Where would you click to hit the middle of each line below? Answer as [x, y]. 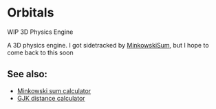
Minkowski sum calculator [54, 90]
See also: [28, 74]
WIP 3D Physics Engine [40, 32]
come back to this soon [40, 52]
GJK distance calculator [51, 98]
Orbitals [31, 13]
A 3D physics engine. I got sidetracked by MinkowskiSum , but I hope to [108, 45]
